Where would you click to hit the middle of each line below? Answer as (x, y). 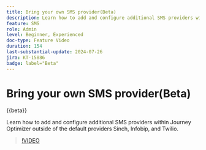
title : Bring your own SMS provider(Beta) (61, 12)
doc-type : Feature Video (38, 40)
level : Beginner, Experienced (45, 35)
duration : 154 (25, 47)
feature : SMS (23, 23)
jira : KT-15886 (26, 58)
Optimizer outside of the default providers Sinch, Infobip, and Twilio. (93, 129)
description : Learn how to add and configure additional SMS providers (100, 18)
